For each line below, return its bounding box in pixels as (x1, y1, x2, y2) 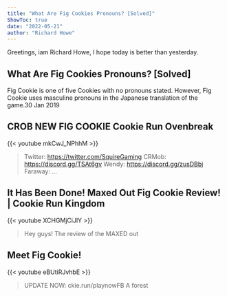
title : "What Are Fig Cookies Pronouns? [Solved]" (7, 10, 155, 17)
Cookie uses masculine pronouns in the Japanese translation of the (7, 94, 198, 102)
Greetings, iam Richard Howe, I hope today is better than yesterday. (7, 48, 199, 56)
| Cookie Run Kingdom (7, 198, 105, 210)
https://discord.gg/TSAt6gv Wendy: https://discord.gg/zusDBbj (23, 160, 204, 168)
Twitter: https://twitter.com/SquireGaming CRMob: (23, 152, 166, 160)
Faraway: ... (23, 167, 57, 176)
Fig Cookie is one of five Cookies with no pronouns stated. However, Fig (7, 87, 212, 95)
